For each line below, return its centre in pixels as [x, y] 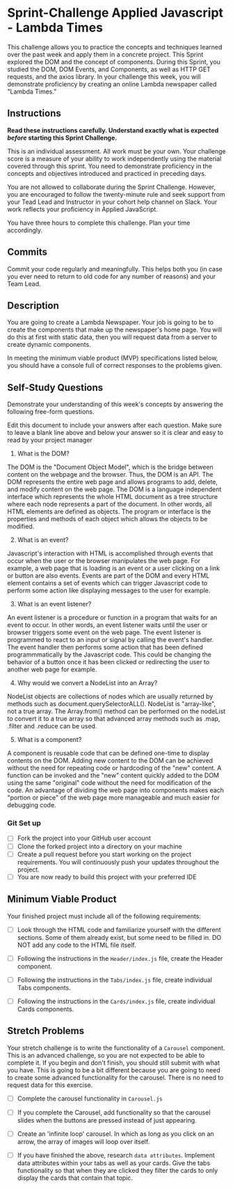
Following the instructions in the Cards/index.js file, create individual [116, 1001]
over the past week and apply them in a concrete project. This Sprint [105, 54]
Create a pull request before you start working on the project [104, 854]
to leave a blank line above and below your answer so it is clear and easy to [115, 433]
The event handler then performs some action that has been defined [105, 648]
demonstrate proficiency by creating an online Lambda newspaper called [112, 84]
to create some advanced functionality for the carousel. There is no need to [115, 1077]
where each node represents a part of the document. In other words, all [110, 504]
